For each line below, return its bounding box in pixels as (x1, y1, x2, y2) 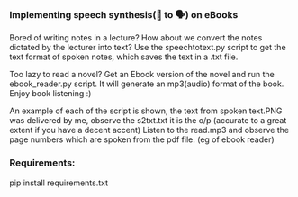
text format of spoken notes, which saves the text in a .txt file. (9, 51, 239, 62)
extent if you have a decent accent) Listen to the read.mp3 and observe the (9, 125, 290, 136)
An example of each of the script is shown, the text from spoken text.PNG (9, 105, 283, 116)
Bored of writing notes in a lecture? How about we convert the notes (9, 32, 263, 43)
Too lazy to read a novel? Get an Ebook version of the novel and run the (9, 69, 275, 80)
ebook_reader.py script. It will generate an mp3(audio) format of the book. (9, 78, 284, 89)
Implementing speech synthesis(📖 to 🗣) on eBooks (9, 8, 239, 21)
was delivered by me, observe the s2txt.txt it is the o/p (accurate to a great (9, 115, 287, 126)
